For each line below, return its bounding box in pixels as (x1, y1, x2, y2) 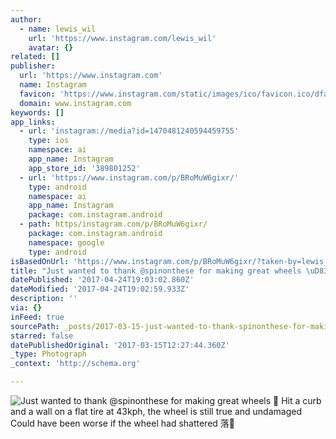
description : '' (10, 294, 78, 304)
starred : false (10, 331, 74, 341)
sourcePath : (10, 321, 60, 331)
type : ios (28, 136, 70, 146)
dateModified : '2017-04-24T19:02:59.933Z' (10, 284, 190, 295)
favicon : (19, 89, 56, 99)
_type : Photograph (10, 349, 87, 360)
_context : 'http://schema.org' (10, 359, 141, 369)
